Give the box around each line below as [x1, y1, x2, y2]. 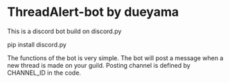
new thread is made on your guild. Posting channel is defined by [7, 61, 191, 69]
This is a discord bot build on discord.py [7, 27, 122, 35]
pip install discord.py [7, 40, 67, 48]
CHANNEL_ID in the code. [7, 68, 82, 77]
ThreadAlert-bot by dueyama [7, 4, 179, 20]
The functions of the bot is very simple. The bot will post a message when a [7, 53, 224, 62]
